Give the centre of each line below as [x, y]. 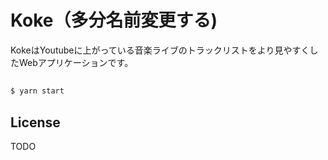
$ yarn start [37, 91]
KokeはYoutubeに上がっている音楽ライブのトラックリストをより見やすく [160, 50]
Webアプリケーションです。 [76, 62]
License [35, 122]
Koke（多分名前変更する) [114, 20]
